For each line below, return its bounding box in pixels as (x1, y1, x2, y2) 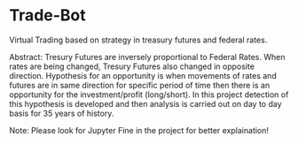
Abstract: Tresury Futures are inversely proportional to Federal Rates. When (9, 51, 286, 62)
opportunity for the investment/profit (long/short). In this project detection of (9, 89, 289, 100)
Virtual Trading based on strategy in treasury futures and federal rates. (9, 34, 268, 45)
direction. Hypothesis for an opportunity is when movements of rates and (9, 70, 277, 80)
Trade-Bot (9, 5, 86, 26)
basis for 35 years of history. (9, 108, 114, 118)
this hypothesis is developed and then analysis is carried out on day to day (9, 98, 282, 109)
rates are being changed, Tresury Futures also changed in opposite (9, 61, 255, 72)
